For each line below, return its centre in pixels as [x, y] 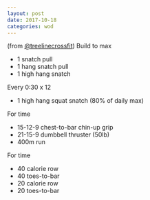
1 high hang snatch [44, 74]
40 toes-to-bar [38, 176]
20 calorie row [37, 183]
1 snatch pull [35, 59]
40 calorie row [37, 169]
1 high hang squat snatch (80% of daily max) [81, 101]
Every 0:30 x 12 [29, 88]
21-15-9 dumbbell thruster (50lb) [63, 134]
